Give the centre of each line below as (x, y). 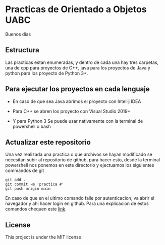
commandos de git (25, 170)
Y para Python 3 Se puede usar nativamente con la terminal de (78, 121)
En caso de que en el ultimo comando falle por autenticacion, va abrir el (80, 198)
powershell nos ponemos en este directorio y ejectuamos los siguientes (80, 165)
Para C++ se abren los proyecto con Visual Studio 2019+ (71, 111)
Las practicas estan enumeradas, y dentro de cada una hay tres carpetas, (82, 62)
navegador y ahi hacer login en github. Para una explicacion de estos (77, 203)
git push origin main (28, 189)
